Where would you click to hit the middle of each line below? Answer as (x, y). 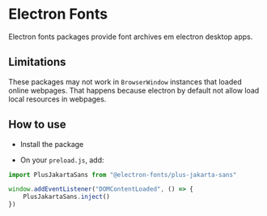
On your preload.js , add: (62, 160)
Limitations (37, 62)
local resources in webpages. (57, 99)
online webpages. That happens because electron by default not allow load (134, 90)
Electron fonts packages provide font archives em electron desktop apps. (131, 37)
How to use (37, 125)
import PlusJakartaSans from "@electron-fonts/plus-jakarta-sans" (123, 175)
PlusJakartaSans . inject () (67, 197)
